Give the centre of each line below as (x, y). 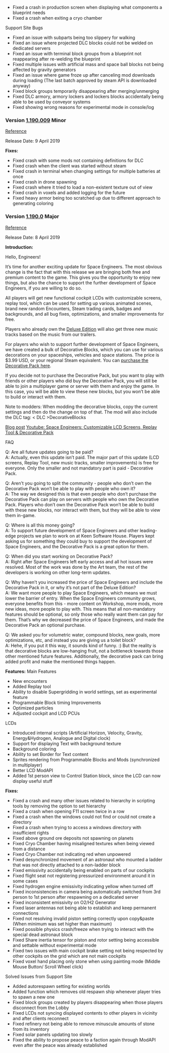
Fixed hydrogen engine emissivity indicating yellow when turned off (83, 886)
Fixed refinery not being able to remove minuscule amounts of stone (83, 1024)
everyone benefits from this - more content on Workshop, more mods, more (84, 603)
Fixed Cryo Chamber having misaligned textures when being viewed (83, 843)
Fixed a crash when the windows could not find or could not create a (84, 816)
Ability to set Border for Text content (50, 754)
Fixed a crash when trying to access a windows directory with (77, 827)
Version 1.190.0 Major (32, 216)
